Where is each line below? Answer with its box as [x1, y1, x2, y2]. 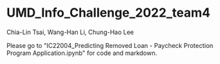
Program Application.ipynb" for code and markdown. [6, 49, 158, 57]
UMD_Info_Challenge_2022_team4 [6, 5, 211, 21]
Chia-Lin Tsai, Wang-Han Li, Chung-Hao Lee [6, 28, 135, 36]
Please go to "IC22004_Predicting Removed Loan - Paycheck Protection [6, 41, 214, 49]
